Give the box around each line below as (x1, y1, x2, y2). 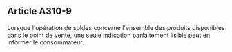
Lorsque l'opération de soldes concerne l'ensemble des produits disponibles (7, 23, 225, 31)
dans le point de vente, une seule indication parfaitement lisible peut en (7, 31, 211, 39)
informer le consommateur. (7, 38, 84, 47)
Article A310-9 (7, 5, 72, 17)
